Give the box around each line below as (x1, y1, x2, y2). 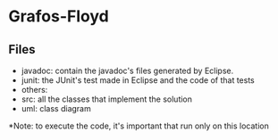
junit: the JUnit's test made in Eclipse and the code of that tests (21, 75, 256, 86)
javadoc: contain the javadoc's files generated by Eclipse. (21, 65, 234, 76)
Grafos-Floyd (8, 6, 109, 27)
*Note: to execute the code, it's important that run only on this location (8, 120, 269, 131)
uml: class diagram (21, 103, 91, 113)
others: (21, 85, 48, 95)
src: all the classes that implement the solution (21, 94, 193, 104)
